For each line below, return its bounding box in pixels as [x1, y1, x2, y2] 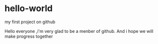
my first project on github [4, 19, 56, 25]
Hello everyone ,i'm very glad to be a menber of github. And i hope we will [4, 28, 154, 34]
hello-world [4, 3, 53, 14]
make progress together [4, 33, 53, 39]
